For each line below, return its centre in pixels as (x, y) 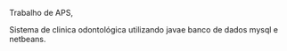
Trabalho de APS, (41, 13)
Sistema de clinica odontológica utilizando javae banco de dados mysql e (144, 29)
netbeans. (28, 39)
